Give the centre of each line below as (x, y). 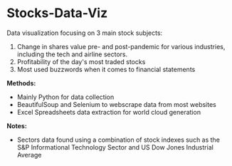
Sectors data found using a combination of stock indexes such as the (118, 140)
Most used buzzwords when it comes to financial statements (106, 69)
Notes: (17, 125)
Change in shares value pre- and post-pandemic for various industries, (121, 46)
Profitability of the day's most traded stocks (81, 61)
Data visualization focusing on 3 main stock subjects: (85, 33)
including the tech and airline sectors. (72, 54)
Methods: (21, 83)
